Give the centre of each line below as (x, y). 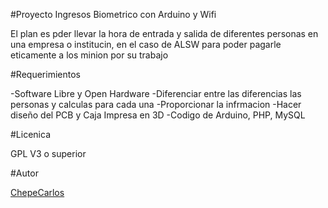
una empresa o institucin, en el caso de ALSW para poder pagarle (146, 44)
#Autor (24, 173)
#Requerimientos (45, 74)
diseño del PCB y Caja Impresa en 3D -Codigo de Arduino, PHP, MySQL (158, 115)
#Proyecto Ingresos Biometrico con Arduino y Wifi (113, 14)
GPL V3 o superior (48, 153)
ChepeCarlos (37, 192)
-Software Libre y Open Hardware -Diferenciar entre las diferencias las (156, 93)
